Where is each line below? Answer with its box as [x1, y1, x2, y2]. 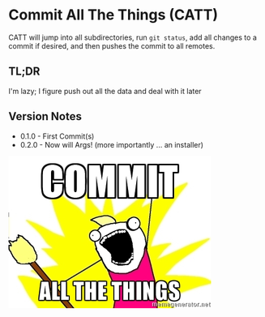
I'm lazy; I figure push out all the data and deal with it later [8, 86, 202, 96]
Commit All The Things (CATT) [8, 6, 219, 24]
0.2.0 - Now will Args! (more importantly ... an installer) [19, 139, 204, 149]
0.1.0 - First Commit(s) [19, 131, 95, 141]
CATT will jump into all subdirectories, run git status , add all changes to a [8, 32, 257, 42]
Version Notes [8, 109, 83, 123]
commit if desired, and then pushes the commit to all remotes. [8, 41, 216, 50]
